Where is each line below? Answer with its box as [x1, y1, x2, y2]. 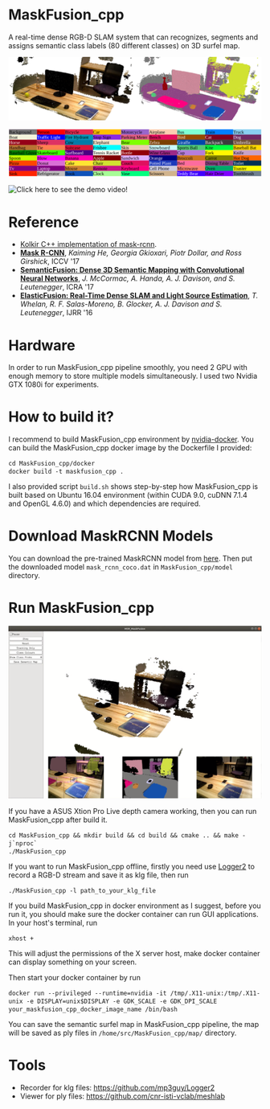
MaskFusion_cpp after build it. [8, 815, 108, 825]
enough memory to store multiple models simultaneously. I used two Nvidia [8, 372, 258, 381]
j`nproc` [8, 840, 38, 848]
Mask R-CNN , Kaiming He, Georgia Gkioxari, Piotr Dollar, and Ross [19, 248, 243, 258]
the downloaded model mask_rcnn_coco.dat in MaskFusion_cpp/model [8, 562, 233, 572]
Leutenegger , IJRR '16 [19, 308, 93, 318]
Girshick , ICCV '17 [19, 257, 80, 266]
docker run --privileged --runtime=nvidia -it [8, 989, 167, 998]
